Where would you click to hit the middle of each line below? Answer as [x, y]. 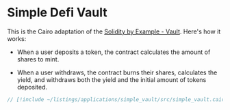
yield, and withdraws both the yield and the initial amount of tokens [112, 79]
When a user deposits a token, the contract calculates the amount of [114, 52]
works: [17, 38]
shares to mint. [38, 59]
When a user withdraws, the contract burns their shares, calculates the [117, 72]
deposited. [32, 87]
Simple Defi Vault [57, 13]
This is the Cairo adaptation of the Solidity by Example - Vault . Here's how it [114, 31]
